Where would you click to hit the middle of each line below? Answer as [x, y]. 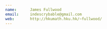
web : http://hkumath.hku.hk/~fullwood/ [54, 19]
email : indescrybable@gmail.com [43, 14]
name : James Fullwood [33, 10]
